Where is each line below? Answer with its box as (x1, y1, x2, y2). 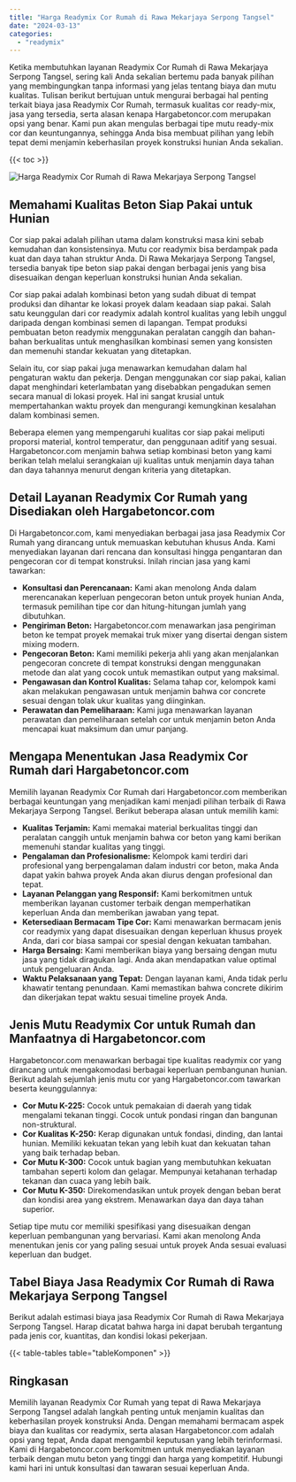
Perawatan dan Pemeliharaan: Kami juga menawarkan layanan (21, 705, 254, 715)
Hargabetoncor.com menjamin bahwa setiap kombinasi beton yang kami (9, 446, 272, 457)
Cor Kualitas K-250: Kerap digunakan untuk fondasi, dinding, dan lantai (21, 1128, 284, 1139)
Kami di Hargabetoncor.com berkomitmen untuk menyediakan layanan (9, 1444, 265, 1455)
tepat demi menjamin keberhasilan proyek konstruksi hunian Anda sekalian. (9, 137, 284, 148)
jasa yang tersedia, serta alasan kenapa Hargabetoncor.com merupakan (9, 109, 271, 120)
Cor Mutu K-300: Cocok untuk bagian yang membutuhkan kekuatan (21, 1156, 271, 1167)
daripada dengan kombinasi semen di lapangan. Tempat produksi (9, 318, 247, 328)
